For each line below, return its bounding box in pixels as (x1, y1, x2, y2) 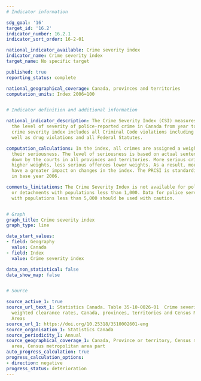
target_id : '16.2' (6, 25, 52, 31)
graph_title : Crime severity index (6, 217, 95, 223)
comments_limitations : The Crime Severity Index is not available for (6, 184, 186, 190)
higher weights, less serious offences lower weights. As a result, (11, 162, 186, 168)
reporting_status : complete (6, 74, 77, 81)
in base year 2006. (11, 173, 60, 180)
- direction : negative (6, 360, 63, 366)
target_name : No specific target (6, 58, 90, 64)
